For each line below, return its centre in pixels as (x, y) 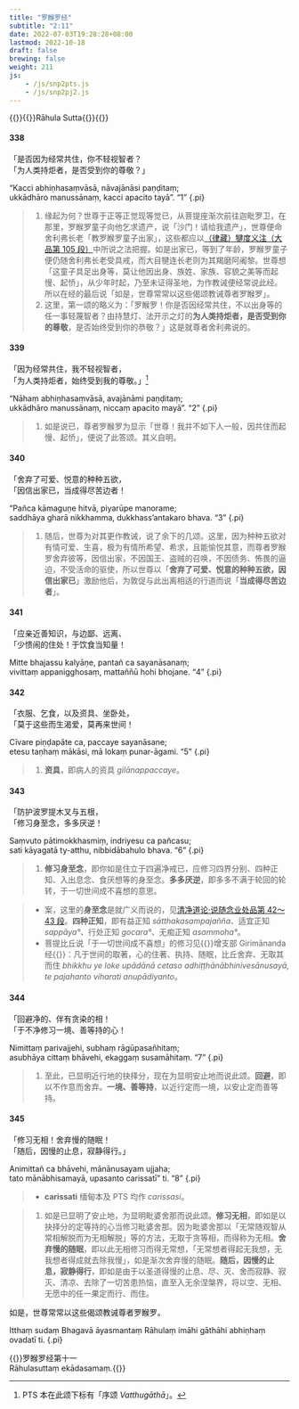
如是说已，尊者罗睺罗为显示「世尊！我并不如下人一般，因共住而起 (165, 426)
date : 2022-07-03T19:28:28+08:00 (71, 34)
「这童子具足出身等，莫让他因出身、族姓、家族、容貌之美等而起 (161, 271)
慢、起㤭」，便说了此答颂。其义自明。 (113, 437)
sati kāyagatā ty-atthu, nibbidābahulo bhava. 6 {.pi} (107, 850)
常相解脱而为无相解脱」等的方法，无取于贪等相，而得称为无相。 (161, 1237)
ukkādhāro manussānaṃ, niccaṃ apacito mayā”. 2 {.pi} (113, 407)
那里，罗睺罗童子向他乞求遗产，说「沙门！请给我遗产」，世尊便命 (163, 226)
